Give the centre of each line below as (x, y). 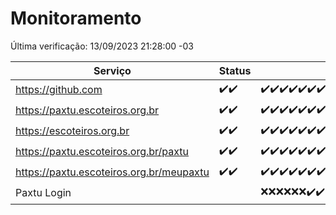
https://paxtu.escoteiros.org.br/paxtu (102, 152)
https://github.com (59, 90)
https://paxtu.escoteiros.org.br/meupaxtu (112, 172)
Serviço (112, 70)
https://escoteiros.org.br (72, 131)
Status (235, 70)
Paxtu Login (43, 193)
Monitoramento (76, 18)
